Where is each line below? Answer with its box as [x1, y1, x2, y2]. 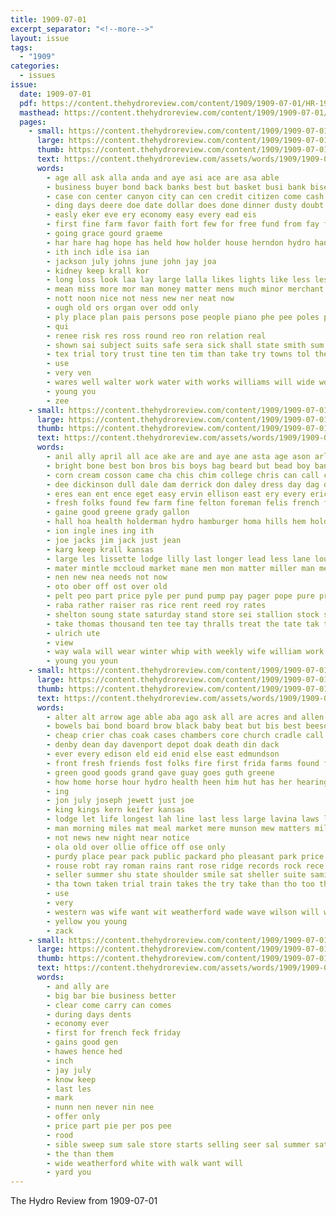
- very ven [46, 368, 92, 378]
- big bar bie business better [46, 991, 177, 1001]
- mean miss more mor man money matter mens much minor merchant [46, 284, 325, 295]
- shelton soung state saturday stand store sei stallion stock [46, 609, 320, 620]
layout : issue [10, 33, 70, 43]
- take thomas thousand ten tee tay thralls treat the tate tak [46, 619, 320, 629]
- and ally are [46, 981, 110, 991]
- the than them [46, 1149, 114, 1159]
